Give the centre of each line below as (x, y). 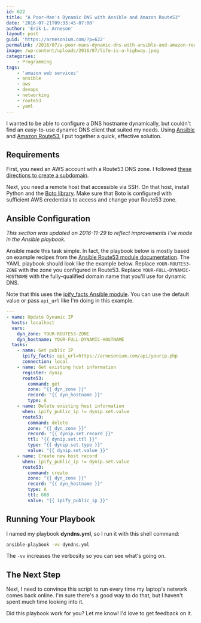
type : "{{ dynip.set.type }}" (65, 445)
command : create (48, 473)
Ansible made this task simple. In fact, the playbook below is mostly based (98, 251)
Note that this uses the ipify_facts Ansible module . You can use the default (98, 294)
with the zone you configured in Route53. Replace (80, 270)
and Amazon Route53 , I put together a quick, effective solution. (84, 136)
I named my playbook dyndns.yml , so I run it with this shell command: (93, 533)
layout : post (22, 34)
